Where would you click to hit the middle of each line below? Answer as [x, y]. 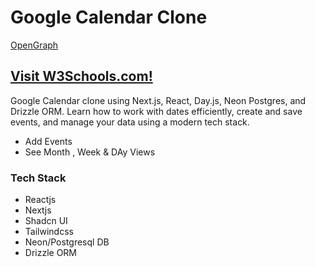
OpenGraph [34, 45]
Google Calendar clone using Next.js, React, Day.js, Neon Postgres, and [158, 100]
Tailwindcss [49, 232]
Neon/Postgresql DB [67, 242]
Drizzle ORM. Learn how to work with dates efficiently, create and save [156, 111]
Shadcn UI [46, 221]
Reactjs [40, 200]
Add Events [48, 141]
